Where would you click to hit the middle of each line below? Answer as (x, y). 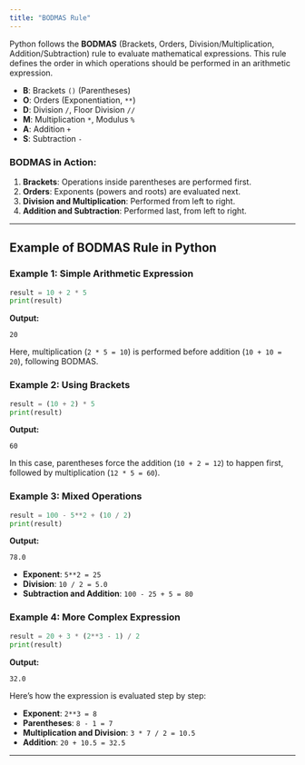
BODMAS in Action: (53, 162)
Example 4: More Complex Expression (95, 617)
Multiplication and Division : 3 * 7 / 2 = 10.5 (109, 732)
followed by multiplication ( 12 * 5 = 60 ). (85, 472)
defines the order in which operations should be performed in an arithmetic (150, 63)
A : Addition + (47, 129)
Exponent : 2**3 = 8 (59, 713)
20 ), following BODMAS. (54, 362)
